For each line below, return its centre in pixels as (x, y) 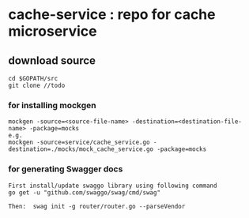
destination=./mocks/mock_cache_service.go (81, 149)
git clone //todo (37, 85)
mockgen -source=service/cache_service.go (79, 143)
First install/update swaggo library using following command (113, 186)
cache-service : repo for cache (112, 15)
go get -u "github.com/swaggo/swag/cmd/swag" (84, 192)
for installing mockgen (52, 105)
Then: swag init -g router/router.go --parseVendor (97, 206)
